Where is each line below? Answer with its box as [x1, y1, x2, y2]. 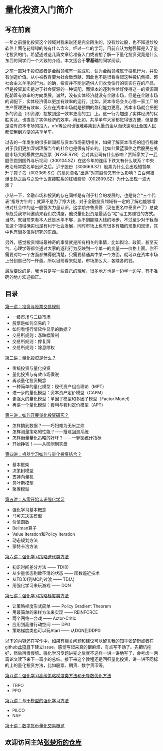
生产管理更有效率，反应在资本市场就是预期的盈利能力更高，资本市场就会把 [5, 104, 154, 110]
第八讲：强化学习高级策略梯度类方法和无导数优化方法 [5, 672, 112, 678]
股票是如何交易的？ [12, 320, 51, 326]
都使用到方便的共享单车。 [5, 129, 56, 135]
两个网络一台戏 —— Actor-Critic [12, 615, 77, 621]
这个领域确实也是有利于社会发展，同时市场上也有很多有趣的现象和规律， [9, 223, 154, 228]
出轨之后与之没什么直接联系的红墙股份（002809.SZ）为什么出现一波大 [9, 176, 151, 182]
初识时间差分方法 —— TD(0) [12, 564, 69, 570]
